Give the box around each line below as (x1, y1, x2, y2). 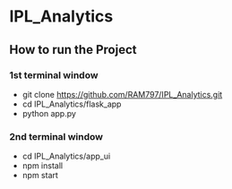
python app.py (21, 107, 76, 118)
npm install (21, 160, 64, 171)
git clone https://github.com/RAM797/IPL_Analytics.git (21, 89, 223, 99)
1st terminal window (9, 69, 99, 82)
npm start (21, 170, 58, 181)
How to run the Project (9, 42, 137, 57)
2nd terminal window (9, 130, 103, 142)
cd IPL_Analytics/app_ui (21, 150, 111, 162)
